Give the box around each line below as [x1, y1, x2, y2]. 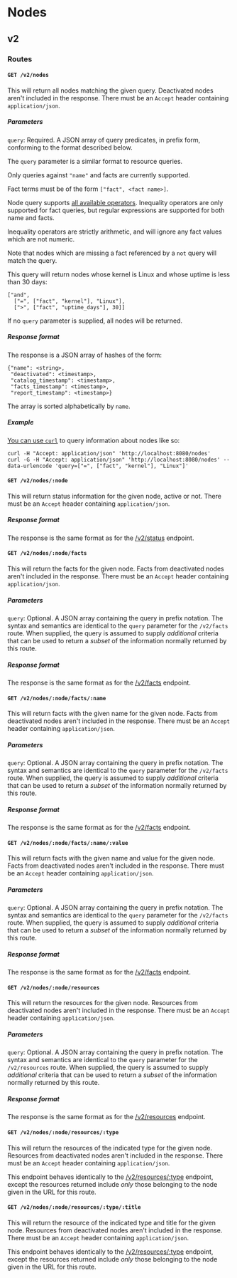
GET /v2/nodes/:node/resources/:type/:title [7, 1204, 141, 1211]
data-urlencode [7, 462, 53, 469]
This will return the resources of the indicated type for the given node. [7, 1143, 213, 1152]
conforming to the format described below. [7, 143, 133, 152]
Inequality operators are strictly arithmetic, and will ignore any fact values [7, 227, 222, 236]
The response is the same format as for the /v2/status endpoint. [7, 534, 194, 542]
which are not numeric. [7, 234, 75, 243]
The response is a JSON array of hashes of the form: [7, 350, 162, 359]
